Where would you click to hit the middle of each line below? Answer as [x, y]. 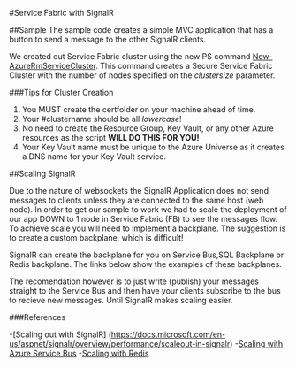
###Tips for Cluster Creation [61, 92]
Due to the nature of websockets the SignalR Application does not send [139, 191]
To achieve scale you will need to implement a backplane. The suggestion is [148, 228]
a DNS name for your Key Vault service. [94, 157]
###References [38, 317]
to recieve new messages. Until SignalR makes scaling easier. [121, 300]
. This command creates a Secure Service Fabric [184, 66]
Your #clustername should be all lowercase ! [102, 119]
